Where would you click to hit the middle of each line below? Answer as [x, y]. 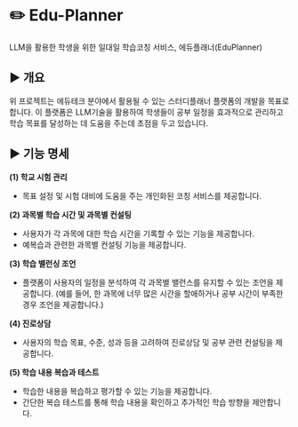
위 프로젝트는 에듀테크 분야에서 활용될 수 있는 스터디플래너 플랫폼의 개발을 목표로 [149, 100]
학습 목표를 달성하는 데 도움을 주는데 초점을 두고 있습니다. [109, 123]
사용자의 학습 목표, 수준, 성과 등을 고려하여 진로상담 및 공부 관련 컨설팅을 [148, 342]
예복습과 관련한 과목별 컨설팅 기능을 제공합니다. [104, 244]
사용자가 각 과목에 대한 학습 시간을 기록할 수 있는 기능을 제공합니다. [138, 233]
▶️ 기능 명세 [39, 154]
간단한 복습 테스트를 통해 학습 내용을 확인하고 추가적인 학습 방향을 [136, 402]
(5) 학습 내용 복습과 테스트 [54, 372]
